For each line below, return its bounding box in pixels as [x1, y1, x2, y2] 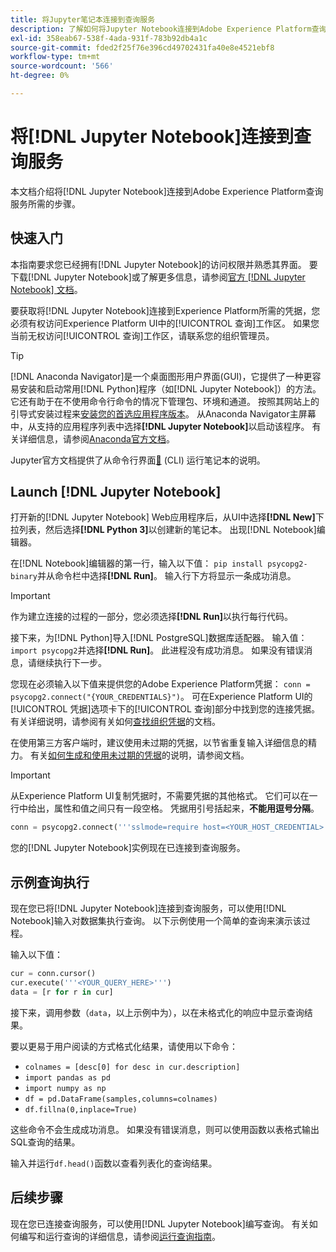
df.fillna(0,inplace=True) [24, 1104, 138, 1115]
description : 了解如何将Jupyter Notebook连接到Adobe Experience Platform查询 [10, 24, 327, 34]
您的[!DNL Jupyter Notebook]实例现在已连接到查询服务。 [10, 842, 246, 854]
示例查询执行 [10, 874, 90, 891]
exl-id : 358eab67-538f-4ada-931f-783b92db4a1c [10, 33, 208, 43]
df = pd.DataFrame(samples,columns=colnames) [24, 1094, 218, 1104]
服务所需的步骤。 [10, 197, 81, 210]
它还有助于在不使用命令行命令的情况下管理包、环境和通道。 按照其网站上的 [10, 395, 320, 407]
